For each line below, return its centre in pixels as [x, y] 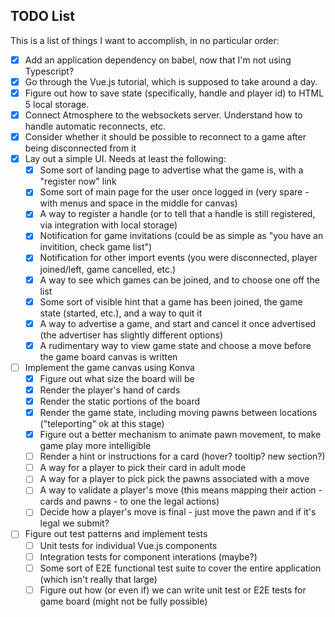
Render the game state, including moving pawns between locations [178, 412]
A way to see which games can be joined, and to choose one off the [179, 280]
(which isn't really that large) [98, 579]
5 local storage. [57, 104]
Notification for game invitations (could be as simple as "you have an [181, 236]
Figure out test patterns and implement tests [116, 534]
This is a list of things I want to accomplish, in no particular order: [145, 40]
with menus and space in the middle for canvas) [138, 203]
